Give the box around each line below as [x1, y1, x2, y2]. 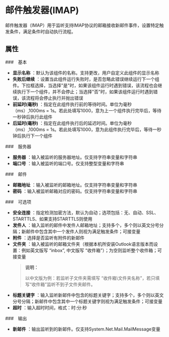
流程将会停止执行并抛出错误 [26, 95, 83, 101]
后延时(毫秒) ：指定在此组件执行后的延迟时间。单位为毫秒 [12, 120, 132, 126]
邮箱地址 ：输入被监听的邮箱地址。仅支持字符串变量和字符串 [12, 182, 137, 188]
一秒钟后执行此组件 [12, 114, 53, 120]
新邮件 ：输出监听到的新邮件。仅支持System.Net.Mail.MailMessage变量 [12, 326, 161, 332]
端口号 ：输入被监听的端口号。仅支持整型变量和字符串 [12, 160, 124, 166]
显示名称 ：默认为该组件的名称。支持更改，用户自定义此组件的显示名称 [12, 70, 159, 76]
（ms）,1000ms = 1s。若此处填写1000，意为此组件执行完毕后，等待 [12, 126, 153, 132]
